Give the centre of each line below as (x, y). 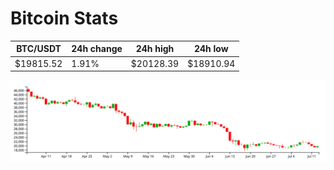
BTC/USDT (39, 49)
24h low (211, 49)
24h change (97, 49)
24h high (155, 49)
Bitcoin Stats (64, 18)
